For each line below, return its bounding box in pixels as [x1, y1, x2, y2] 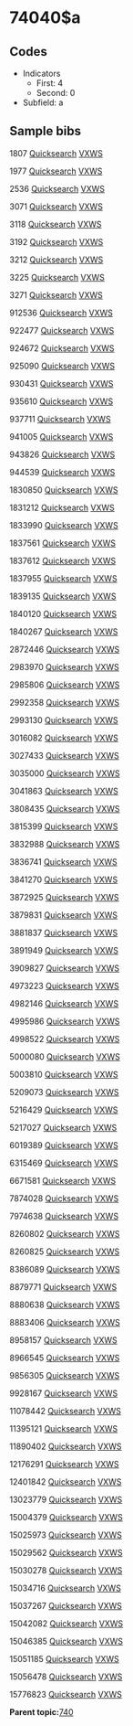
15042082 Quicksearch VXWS [9, 1617, 124, 1629]
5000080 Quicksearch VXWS [9, 1050, 120, 1062]
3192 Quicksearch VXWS [9, 236, 104, 247]
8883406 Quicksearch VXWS [9, 1316, 120, 1327]
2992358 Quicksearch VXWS [9, 697, 120, 708]
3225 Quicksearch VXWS [9, 272, 105, 282]
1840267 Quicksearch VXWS [9, 625, 118, 637]
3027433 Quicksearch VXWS [9, 750, 120, 761]
